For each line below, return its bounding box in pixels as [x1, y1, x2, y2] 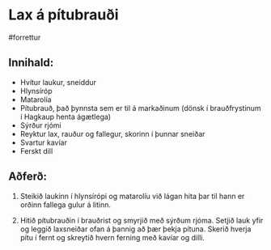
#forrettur [8, 32, 41, 42]
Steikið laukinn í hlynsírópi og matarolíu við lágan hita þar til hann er [19, 191, 245, 201]
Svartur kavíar [19, 138, 67, 147]
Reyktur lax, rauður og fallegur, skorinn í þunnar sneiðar [19, 129, 205, 138]
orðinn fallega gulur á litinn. [19, 200, 112, 210]
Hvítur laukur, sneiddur [19, 77, 97, 87]
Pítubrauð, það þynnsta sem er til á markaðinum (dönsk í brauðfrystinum [19, 103, 261, 112]
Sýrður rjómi [19, 120, 62, 130]
